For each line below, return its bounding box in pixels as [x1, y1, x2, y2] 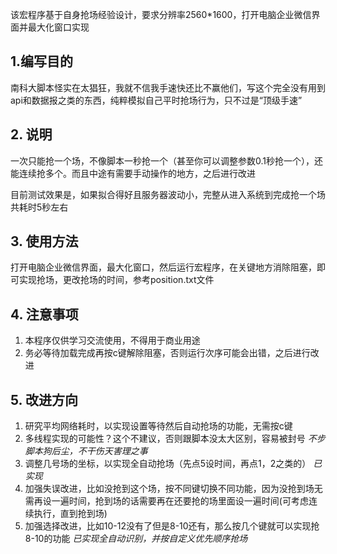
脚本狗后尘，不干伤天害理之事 [24, 445, 148, 457]
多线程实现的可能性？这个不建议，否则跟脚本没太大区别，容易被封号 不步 [24, 433, 326, 445]
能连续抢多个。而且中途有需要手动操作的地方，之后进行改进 [10, 167, 256, 179]
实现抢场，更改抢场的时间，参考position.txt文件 [18, 274, 215, 286]
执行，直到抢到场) [33, 508, 108, 520]
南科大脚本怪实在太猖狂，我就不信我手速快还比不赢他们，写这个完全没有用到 [10, 81, 326, 93]
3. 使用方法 [10, 233, 79, 250]
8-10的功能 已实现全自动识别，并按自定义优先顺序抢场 [24, 533, 248, 545]
